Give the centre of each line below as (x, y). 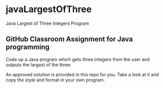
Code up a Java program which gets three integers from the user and (78, 59)
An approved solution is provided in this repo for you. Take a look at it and (83, 74)
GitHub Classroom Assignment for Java (69, 39)
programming (28, 47)
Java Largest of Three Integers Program (47, 23)
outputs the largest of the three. (39, 65)
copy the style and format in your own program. (55, 80)
